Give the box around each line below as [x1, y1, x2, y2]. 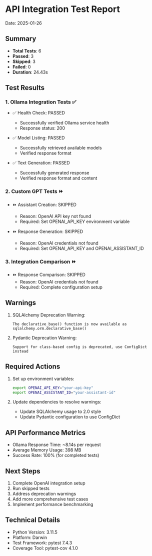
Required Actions [5, 362, 60, 371]
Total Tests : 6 [12, 47, 41, 53]
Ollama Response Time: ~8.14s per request [12, 441, 101, 448]
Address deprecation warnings [12, 491, 76, 497]
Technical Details [5, 516, 60, 524]
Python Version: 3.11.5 [12, 529, 57, 535]
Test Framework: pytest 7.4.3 [12, 539, 72, 545]
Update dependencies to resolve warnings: [12, 399, 101, 405]
